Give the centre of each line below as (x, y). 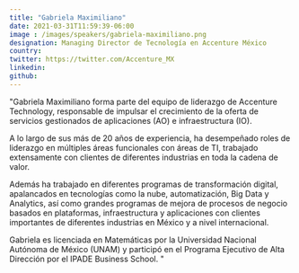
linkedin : (28, 68)
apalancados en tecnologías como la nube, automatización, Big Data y (139, 193)
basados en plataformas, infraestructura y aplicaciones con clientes (135, 213)
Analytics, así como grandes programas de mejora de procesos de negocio (149, 203)
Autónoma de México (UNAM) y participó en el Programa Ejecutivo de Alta (147, 249)
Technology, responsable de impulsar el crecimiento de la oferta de (134, 111)
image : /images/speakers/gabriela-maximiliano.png (108, 34)
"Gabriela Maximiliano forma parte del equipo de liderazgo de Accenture (144, 101)
